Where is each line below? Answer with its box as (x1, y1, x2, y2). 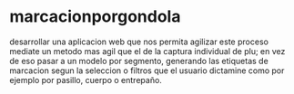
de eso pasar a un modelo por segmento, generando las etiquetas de (9, 55, 269, 66)
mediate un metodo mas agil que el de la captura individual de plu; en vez (9, 45, 286, 56)
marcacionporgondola (9, 6, 181, 27)
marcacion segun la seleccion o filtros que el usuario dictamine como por (9, 65, 285, 76)
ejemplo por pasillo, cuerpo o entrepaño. (9, 74, 162, 85)
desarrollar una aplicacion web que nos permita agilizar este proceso (9, 36, 269, 47)
